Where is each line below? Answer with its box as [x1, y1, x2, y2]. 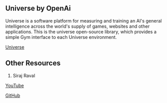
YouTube [5, 82, 24, 89]
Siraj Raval [12, 72, 35, 78]
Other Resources [5, 59, 61, 68]
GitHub [5, 92, 21, 98]
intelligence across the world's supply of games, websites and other [5, 23, 150, 29]
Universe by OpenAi [5, 4, 71, 13]
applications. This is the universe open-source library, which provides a [5, 28, 157, 35]
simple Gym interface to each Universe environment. [5, 34, 117, 40]
